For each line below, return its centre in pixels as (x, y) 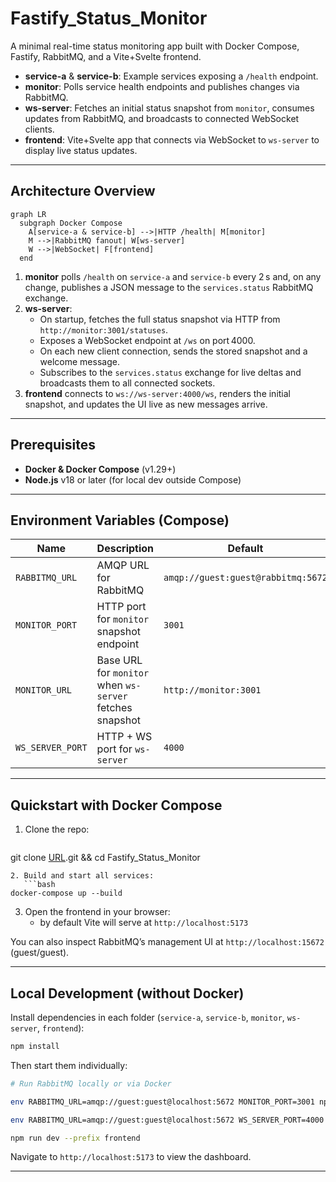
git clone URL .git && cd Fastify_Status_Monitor (105, 858)
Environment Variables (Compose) (120, 520)
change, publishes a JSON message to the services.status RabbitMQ (169, 287)
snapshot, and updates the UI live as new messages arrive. (146, 404)
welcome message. (79, 361)
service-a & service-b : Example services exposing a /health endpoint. (171, 76)
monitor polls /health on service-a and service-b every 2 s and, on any (173, 276)
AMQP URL (123, 565)
